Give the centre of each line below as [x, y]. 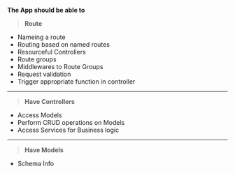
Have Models [44, 150]
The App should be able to [46, 10]
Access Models [40, 115]
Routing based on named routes [64, 44]
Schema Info [36, 164]
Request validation [44, 74]
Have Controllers [50, 101]
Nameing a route [41, 37]
